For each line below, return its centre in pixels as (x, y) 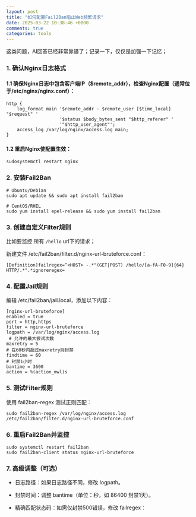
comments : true (25, 28)
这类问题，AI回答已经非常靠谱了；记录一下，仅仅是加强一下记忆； (87, 52)
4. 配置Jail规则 (27, 286)
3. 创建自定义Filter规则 (39, 227)
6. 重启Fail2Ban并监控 (38, 434)
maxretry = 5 (22, 344)
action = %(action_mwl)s (37, 372)
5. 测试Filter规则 (30, 388)
